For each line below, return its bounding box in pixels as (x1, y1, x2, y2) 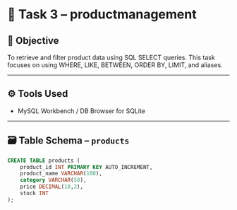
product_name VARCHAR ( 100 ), (20, 170, 102, 177)
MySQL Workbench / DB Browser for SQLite (17, 106, 146, 115)
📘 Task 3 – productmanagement (7, 6, 197, 23)
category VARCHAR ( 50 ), (20, 177, 87, 184)
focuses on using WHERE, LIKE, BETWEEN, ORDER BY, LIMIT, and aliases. (7, 61, 224, 69)
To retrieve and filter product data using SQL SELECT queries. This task (7, 53, 215, 62)
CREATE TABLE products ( (7, 157, 80, 164)
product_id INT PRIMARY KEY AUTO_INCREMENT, (20, 163, 153, 170)
